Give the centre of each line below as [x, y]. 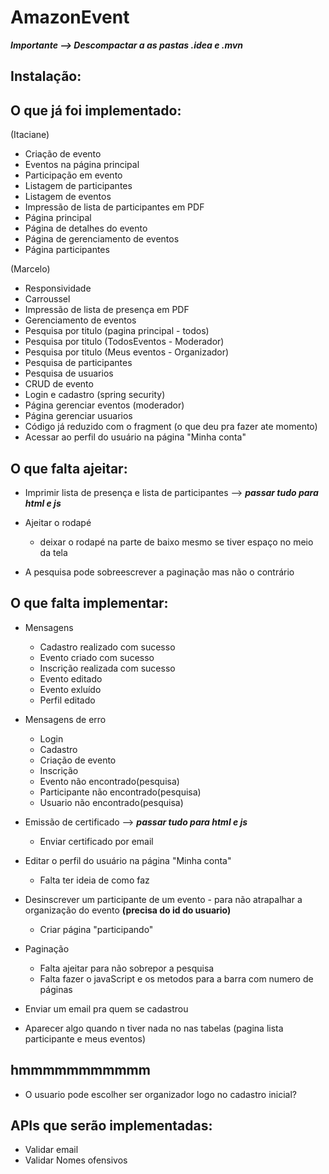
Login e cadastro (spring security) [95, 395]
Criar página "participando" [96, 929]
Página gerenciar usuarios [78, 416]
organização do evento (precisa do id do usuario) [128, 910]
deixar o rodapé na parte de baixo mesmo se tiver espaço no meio [176, 542]
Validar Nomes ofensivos [76, 1160]
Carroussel [47, 299]
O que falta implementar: [89, 603]
